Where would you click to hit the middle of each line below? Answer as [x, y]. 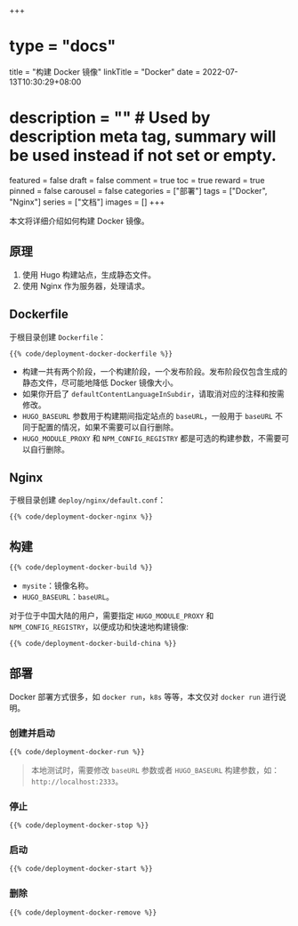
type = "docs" [63, 46]
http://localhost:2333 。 [77, 781]
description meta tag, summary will [143, 137]
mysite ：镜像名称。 [57, 585]
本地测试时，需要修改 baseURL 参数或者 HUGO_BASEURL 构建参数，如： [155, 769]
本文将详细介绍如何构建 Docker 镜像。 [79, 221]
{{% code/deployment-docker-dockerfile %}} [91, 354]
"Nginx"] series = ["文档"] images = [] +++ [87, 202]
